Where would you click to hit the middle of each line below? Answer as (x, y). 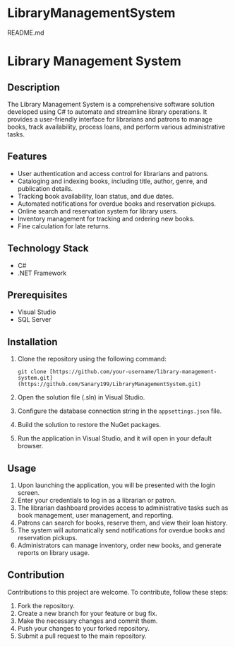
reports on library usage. (53, 553)
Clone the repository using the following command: (92, 359)
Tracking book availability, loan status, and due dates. (96, 196)
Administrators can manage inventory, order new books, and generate (119, 545)
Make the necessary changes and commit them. (88, 621)
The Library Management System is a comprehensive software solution (111, 104)
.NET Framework (42, 273)
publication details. (45, 188)
